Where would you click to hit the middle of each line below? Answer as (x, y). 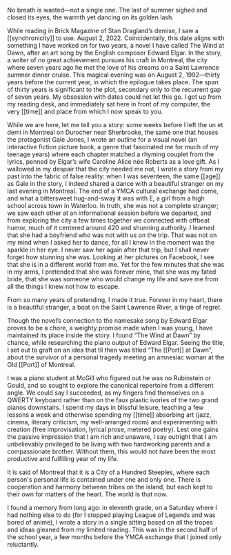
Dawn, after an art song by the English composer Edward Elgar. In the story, (115, 53)
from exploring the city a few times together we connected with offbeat (109, 220)
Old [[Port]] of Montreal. (41, 365)
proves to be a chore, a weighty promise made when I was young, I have (110, 328)
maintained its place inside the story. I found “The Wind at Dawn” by (104, 335)
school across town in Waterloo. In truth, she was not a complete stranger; (113, 206)
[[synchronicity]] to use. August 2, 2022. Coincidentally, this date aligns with (116, 38)
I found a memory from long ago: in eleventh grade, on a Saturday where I (112, 508)
